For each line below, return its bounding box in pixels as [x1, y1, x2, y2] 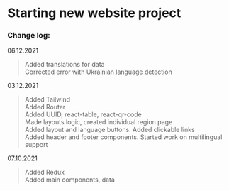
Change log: [7, 31, 51, 40]
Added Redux [24, 168, 65, 177]
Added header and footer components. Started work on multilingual [24, 133, 223, 141]
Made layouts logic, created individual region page [24, 118, 173, 126]
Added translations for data [24, 60, 105, 69]
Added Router [24, 103, 66, 111]
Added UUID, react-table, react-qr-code [24, 110, 142, 119]
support [24, 141, 48, 149]
